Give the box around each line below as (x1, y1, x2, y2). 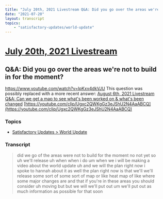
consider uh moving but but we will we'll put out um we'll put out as (16, 183, 152, 189)
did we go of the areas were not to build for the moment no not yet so (16, 152, 156, 158)
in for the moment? (5, 73, 64, 81)
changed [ (5, 101, 26, 107)
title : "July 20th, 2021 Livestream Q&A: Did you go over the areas (5, 7, 147, 12)
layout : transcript (5, 16, 45, 21)
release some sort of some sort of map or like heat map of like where (16, 173, 155, 179)
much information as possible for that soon (16, 188, 103, 194)
